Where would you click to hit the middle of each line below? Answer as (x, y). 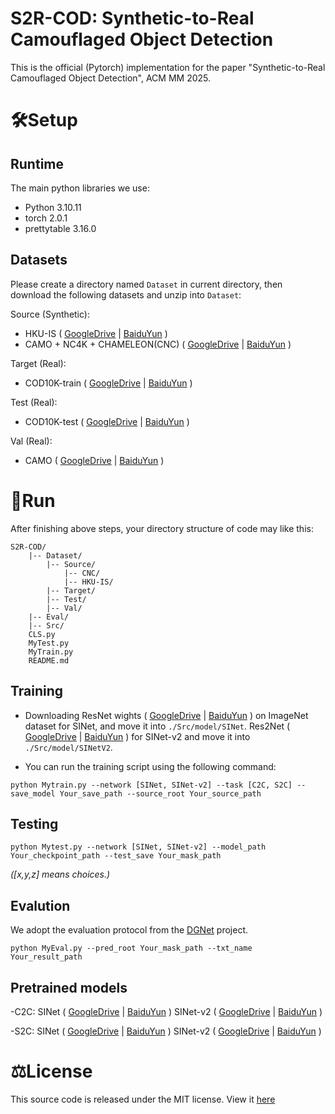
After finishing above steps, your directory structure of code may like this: (162, 528)
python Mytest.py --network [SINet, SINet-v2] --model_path (138, 847)
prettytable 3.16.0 (60, 228)
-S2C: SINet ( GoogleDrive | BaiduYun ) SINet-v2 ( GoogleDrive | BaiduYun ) (166, 1031)
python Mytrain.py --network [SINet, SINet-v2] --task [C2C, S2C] (151, 785)
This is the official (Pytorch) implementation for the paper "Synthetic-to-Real (168, 67)
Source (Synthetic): (50, 314)
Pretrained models (69, 987)
